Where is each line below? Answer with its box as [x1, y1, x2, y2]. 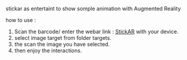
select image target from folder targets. [14, 34, 111, 41]
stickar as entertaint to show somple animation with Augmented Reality [5, 5, 181, 12]
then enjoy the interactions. [14, 47, 82, 54]
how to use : [5, 17, 37, 23]
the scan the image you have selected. [14, 41, 110, 48]
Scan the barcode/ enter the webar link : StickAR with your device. [14, 28, 179, 35]
